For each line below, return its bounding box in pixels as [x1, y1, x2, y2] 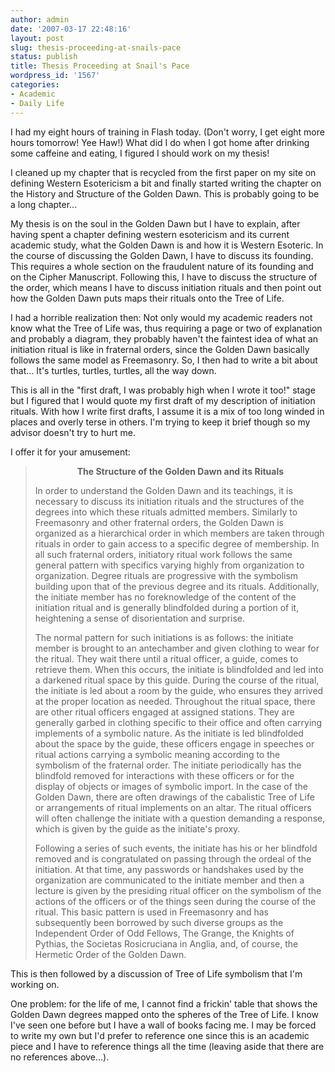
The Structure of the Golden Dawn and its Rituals [76, 465, 285, 477]
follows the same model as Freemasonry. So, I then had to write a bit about [10, 354, 318, 366]
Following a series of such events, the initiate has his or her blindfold [34, 842, 318, 854]
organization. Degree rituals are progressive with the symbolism [34, 569, 299, 581]
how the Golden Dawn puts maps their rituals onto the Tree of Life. [10, 292, 285, 304]
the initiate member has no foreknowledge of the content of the [34, 591, 297, 603]
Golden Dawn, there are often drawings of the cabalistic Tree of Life [34, 791, 315, 803]
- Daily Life [10, 98, 65, 108]
